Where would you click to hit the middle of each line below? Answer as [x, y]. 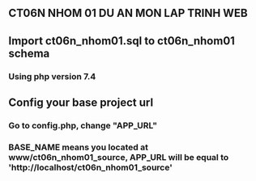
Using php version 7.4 [52, 76]
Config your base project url [81, 103]
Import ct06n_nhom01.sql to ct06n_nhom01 [122, 41]
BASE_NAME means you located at [78, 147]
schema [29, 53]
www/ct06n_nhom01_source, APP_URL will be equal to [119, 157]
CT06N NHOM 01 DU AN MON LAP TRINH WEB [128, 13]
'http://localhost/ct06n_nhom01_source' [90, 167]
